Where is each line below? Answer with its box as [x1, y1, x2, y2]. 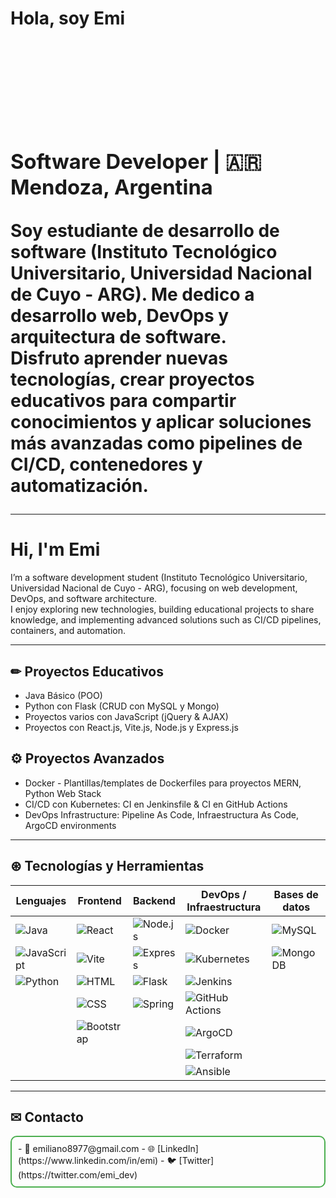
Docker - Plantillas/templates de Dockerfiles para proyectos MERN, [24, 777, 302, 789]
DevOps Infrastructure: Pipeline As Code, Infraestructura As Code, [24, 808, 300, 821]
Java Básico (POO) [24, 689, 103, 701]
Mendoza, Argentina [10, 174, 213, 201]
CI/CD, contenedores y [10, 453, 203, 476]
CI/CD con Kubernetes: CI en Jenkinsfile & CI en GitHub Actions [24, 798, 288, 810]
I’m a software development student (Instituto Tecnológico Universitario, [10, 572, 308, 584]
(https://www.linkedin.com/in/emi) [18, 1155, 159, 1167]
